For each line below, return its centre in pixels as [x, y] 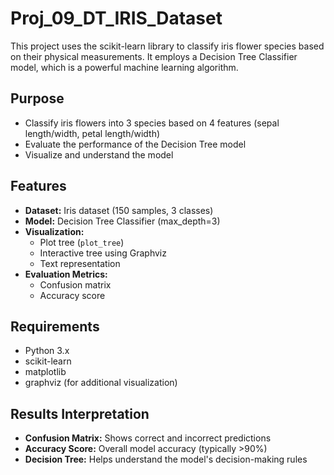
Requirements [55, 326]
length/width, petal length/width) [92, 133]
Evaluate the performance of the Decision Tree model [135, 144]
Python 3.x [47, 351]
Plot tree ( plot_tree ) [82, 242]
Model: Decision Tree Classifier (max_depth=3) [122, 221]
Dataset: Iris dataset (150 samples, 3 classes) [119, 210]
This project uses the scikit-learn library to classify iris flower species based [167, 46]
